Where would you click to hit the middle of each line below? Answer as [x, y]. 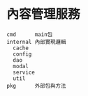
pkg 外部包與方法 [36, 86]
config [22, 54]
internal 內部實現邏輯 [36, 42]
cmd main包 [30, 34]
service [24, 72]
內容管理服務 [44, 14]
